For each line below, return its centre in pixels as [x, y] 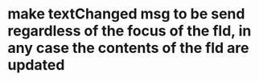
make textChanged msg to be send [126, 14]
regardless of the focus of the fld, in [129, 31]
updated [36, 65]
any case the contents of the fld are [128, 48]
